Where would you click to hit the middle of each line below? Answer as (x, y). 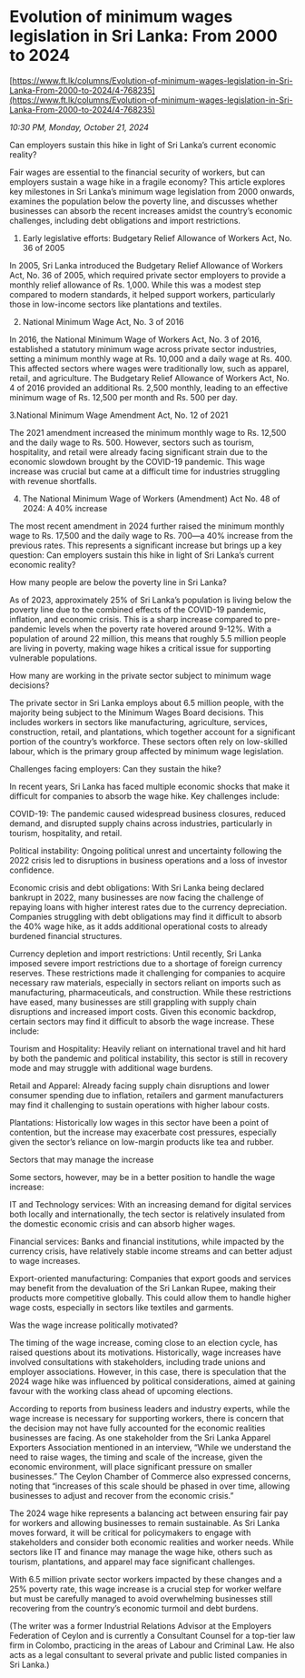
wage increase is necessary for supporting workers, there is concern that (147, 1418)
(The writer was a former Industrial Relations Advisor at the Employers (141, 1625)
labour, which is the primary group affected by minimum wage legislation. (147, 751)
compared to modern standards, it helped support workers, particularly (143, 294)
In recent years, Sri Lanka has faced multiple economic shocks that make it (150, 786)
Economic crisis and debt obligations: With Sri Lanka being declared (137, 887)
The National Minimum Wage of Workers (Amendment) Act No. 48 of (151, 499)
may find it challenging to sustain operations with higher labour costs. (140, 1105)
